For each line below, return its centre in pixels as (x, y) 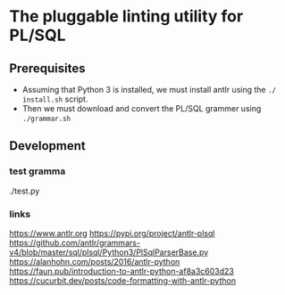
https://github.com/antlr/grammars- (75, 242)
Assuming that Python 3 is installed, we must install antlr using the (144, 90)
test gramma (38, 171)
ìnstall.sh (42, 100)
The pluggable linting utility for (126, 16)
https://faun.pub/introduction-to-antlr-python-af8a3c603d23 (122, 271)
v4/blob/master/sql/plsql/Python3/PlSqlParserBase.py (109, 252)
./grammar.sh (46, 119)
